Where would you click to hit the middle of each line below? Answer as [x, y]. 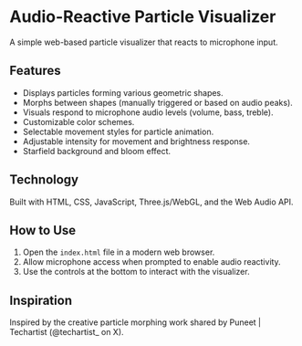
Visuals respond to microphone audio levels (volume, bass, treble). [148, 112]
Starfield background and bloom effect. [97, 151]
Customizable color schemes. [78, 121]
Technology [44, 180]
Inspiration [41, 300]
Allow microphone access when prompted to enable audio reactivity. [151, 262]
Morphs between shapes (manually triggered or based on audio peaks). [158, 102]
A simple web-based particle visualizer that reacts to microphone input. [144, 42]
